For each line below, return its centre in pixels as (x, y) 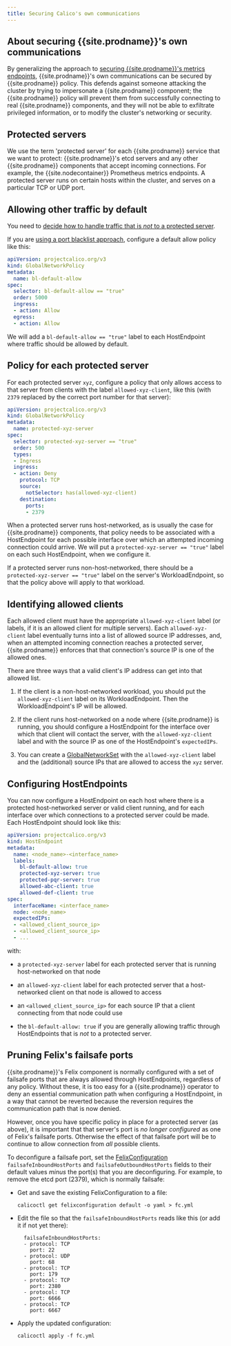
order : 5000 (31, 298)
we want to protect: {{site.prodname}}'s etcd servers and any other (103, 159)
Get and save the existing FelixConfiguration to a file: (92, 1192)
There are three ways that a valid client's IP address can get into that (105, 671)
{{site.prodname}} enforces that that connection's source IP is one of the (111, 650)
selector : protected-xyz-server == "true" (75, 441)
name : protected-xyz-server (54, 429)
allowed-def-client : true (57, 893)
